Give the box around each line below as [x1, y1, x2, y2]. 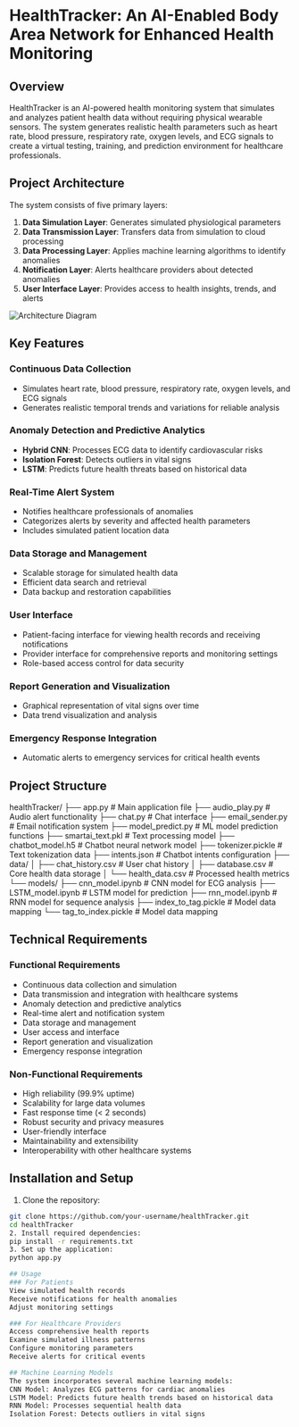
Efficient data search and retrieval [21, 577, 147, 588]
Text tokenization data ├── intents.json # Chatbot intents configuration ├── [9, 849, 290, 860]
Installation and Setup [9, 1171, 134, 1186]
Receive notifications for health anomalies [9, 1294, 178, 1304]
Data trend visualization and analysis [21, 709, 158, 720]
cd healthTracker [9, 1220, 74, 1229]
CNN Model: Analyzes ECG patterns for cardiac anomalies [9, 1385, 226, 1394]
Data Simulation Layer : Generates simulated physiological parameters [21, 216, 281, 228]
